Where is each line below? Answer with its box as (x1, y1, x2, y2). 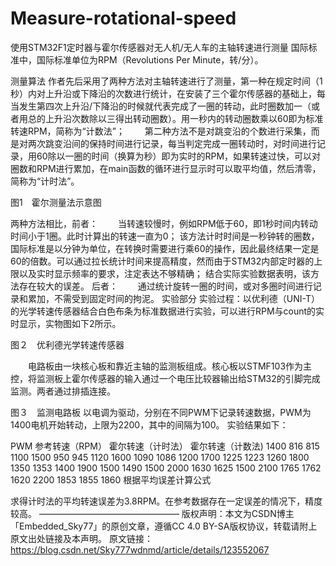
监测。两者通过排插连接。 (10, 385, 116, 397)
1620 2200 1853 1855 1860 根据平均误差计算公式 (10, 473, 212, 486)
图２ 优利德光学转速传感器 (10, 338, 125, 351)
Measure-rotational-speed (10, 7, 237, 30)
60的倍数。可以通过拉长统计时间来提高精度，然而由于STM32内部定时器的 (10, 255, 315, 267)
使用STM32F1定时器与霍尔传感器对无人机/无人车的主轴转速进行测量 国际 (10, 41, 309, 53)
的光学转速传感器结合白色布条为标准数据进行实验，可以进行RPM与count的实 (10, 305, 325, 317)
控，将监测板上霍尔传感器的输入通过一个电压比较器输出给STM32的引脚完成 (10, 372, 321, 384)
